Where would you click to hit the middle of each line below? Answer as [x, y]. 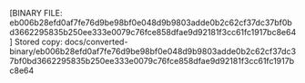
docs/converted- [97, 41]
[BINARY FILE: [36, 13]
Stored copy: [39, 41]
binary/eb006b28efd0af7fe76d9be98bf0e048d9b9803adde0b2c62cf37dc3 [153, 51]
